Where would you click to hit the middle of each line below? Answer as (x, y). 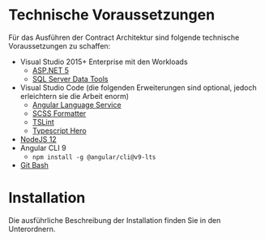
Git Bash (34, 165)
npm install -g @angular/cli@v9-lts (94, 157)
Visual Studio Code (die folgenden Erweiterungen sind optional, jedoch (138, 88)
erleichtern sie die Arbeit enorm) (75, 96)
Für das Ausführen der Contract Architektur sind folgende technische (124, 37)
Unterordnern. (32, 229)
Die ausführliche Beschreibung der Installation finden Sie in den (115, 220)
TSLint (43, 122)
